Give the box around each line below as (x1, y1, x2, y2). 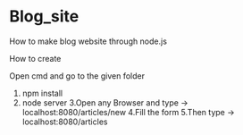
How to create (9, 53, 62, 63)
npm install (21, 88, 63, 98)
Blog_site (9, 6, 80, 27)
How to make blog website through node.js (9, 36, 168, 46)
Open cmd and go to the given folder (9, 70, 146, 81)
